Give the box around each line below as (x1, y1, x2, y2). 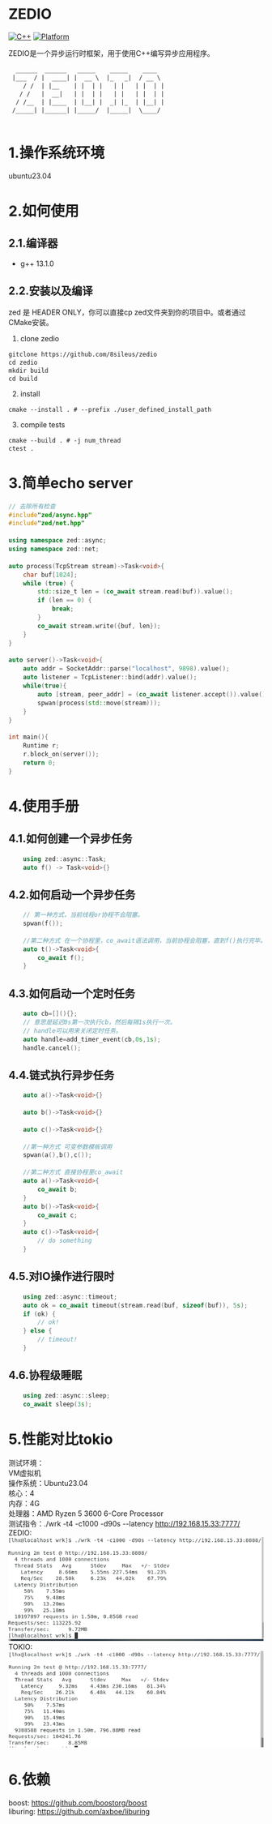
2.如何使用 (8, 202, 79, 221)
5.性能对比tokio (8, 1430, 113, 1448)
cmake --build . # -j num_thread (8, 436, 121, 444)
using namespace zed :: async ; (8, 537, 107, 545)
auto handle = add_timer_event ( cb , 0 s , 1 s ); (23, 1035, 161, 1043)
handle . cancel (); (23, 1043, 82, 1052)
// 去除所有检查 (8, 502, 56, 511)
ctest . (8, 444, 35, 452)
